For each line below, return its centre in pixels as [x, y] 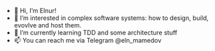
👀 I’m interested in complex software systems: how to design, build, [111, 18]
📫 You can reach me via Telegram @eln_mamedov [88, 40]
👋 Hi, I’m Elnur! [35, 11]
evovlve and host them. [48, 25]
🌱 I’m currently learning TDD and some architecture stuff [96, 32]
